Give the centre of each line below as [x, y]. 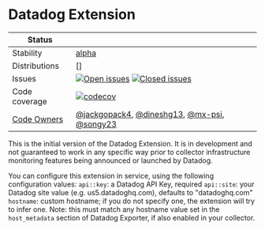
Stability [27, 53]
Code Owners [38, 119]
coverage [30, 101]
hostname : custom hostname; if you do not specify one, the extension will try [131, 201]
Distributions [36, 66]
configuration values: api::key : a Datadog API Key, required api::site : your [131, 184]
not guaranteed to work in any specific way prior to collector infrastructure [129, 152]
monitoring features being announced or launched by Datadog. [110, 160]
